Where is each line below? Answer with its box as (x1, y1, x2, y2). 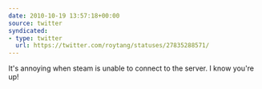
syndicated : (8, 26, 48, 34)
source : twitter (8, 19, 62, 27)
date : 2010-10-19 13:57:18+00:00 (8, 11, 120, 20)
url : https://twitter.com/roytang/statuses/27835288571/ (15, 42, 210, 50)
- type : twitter (8, 34, 62, 42)
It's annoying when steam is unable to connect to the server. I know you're (8, 63, 255, 73)
